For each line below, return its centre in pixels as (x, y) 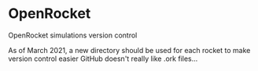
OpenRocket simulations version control (73, 35)
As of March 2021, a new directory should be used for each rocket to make (129, 50)
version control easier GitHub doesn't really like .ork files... (103, 59)
